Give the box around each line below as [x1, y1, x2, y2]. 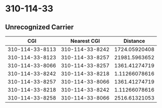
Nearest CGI [70, 38, 100, 44]
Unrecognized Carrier [5, 23, 74, 31]
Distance [123, 38, 146, 44]
